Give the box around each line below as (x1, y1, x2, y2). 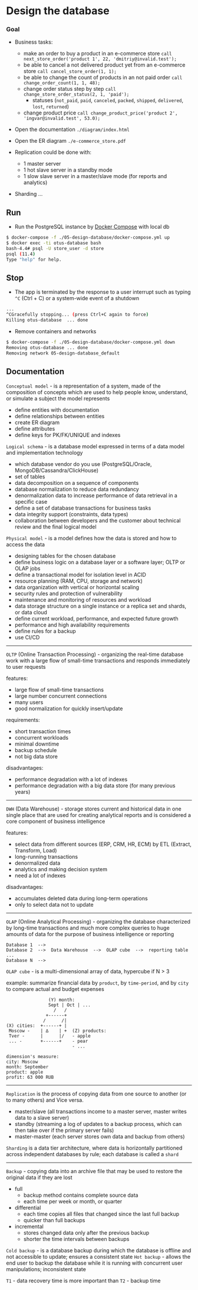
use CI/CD (14, 633, 40, 641)
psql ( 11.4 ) (6, 251, 35, 257)
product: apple (6, 1069, 44, 1075)
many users (14, 698, 44, 705)
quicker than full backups (23, 1216, 85, 1223)
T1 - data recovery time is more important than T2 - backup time (6, 1277, 161, 1284)
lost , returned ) (32, 103, 70, 110)
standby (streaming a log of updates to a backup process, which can (14, 1120, 182, 1127)
